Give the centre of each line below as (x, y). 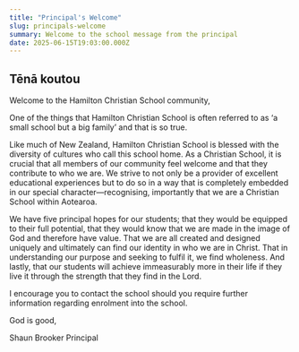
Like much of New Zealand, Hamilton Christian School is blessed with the (144, 145)
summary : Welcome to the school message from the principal (124, 34)
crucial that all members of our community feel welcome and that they (139, 164)
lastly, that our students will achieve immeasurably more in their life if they (146, 267)
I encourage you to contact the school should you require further (129, 294)
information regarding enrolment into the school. (98, 303)
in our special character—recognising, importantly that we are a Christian (144, 193)
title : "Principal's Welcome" (66, 17)
